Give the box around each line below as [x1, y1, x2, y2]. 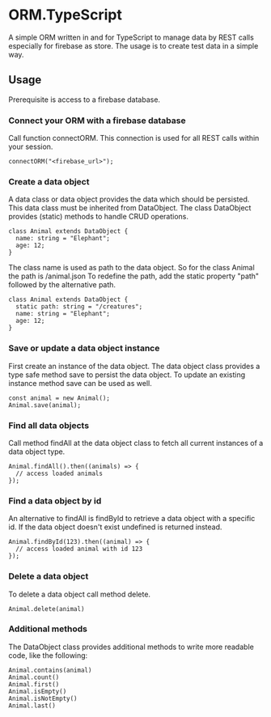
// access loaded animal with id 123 [15, 545, 143, 554]
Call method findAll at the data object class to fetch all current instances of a [8, 438, 264, 448]
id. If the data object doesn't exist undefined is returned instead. [8, 522, 222, 532]
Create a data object [8, 176, 90, 187]
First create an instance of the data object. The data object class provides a [8, 361, 260, 371]
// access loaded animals [15, 469, 104, 477]
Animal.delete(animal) [8, 605, 85, 613]
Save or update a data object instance [8, 342, 160, 354]
